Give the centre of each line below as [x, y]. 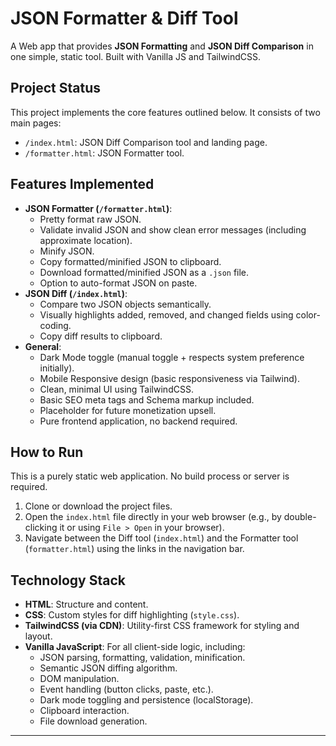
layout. [38, 636]
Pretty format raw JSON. [90, 219]
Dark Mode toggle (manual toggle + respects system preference [172, 357]
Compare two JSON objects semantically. [125, 304]
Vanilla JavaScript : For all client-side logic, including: [135, 647]
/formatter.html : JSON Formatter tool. [104, 153]
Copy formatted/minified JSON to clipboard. [130, 261]
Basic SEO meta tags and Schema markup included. [147, 399]
